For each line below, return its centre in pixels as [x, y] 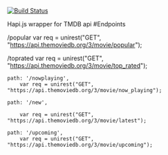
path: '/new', [28, 102]
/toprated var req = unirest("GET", [55, 58]
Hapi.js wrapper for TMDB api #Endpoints [66, 24]
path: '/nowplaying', [38, 78]
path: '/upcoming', [35, 133]
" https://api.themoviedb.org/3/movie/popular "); [75, 45]
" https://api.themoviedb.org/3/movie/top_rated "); [77, 65]
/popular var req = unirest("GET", [54, 37]
